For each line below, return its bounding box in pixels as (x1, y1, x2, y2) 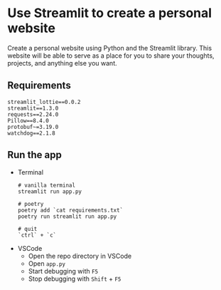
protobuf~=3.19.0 (7, 123, 59, 130)
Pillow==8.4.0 (7, 117, 50, 124)
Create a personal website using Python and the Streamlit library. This (7, 43, 212, 52)
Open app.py (28, 259, 66, 268)
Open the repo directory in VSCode (28, 252, 132, 260)
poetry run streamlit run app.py (17, 212, 117, 220)
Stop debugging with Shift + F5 (28, 274, 122, 283)
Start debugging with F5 (28, 266, 99, 275)
